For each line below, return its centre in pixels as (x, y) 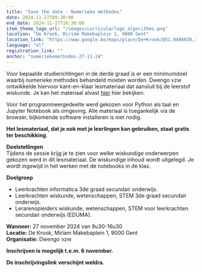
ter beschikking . (27, 135)
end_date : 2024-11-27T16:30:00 (45, 23)
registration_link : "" (35, 51)
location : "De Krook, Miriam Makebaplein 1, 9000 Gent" (78, 34)
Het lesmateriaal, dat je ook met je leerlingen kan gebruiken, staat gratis (98, 128)
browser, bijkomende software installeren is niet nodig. (74, 117)
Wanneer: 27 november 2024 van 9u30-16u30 (64, 226)
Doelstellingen (25, 147)
